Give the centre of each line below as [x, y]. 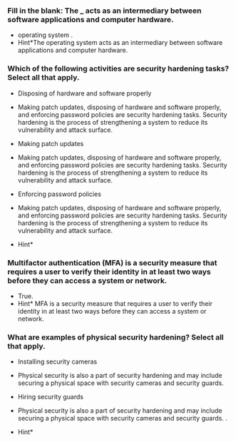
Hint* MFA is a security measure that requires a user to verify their [115, 303]
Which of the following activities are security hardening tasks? [118, 68]
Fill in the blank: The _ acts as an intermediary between [104, 11]
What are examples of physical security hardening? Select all [116, 337]
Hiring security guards [51, 397]
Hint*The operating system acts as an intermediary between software [120, 43]
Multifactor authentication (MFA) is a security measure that [112, 262]
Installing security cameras [57, 361]
